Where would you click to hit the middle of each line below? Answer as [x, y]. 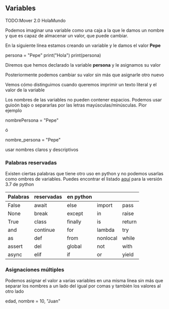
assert [15, 246]
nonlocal [107, 238]
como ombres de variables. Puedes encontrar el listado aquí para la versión [84, 179]
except [75, 214]
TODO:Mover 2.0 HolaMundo [36, 20]
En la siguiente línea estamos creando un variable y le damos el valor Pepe [83, 45]
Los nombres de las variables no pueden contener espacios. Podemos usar [84, 99]
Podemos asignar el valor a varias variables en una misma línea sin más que [84, 281]
